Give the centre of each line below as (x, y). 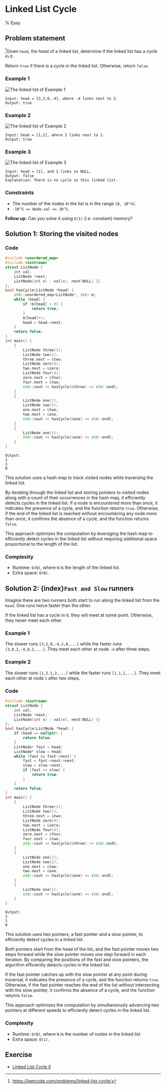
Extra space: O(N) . (31, 573)
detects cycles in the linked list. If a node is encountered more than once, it (82, 503)
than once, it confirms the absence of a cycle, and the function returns (77, 519)
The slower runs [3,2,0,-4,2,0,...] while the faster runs (63, 644)
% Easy (13, 23)
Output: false (20, 176)
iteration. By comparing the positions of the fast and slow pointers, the (77, 959)
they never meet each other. (34, 620)
